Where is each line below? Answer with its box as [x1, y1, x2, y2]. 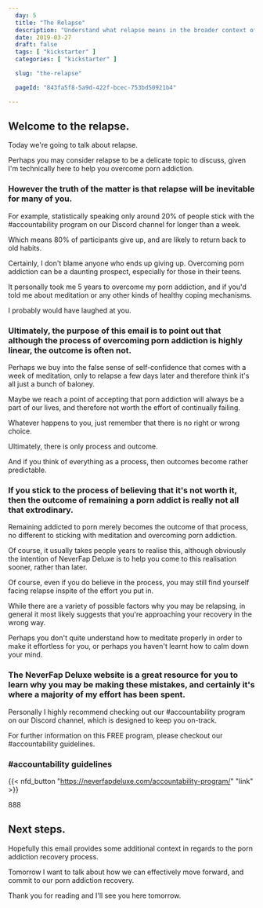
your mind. [8, 650, 43, 660]
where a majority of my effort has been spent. [8, 689, 186, 700]
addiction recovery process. [8, 851, 99, 861]
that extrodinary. [8, 504, 74, 515]
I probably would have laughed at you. [8, 306, 131, 315]
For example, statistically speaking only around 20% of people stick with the [8, 211, 254, 221]
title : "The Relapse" [15, 19, 86, 27]
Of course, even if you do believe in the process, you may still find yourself [8, 578, 250, 588]
